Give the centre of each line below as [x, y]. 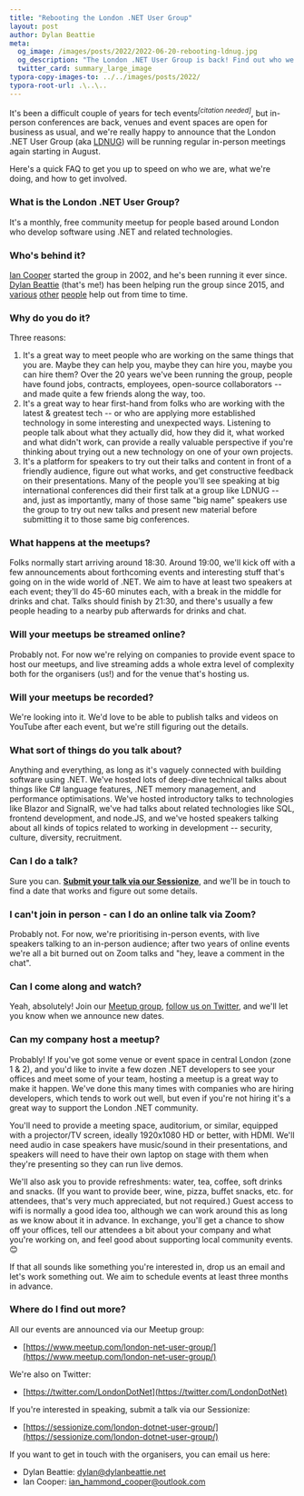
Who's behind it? [48, 255]
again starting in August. [55, 152]
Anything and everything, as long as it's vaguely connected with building [145, 770]
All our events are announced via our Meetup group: [107, 1329]
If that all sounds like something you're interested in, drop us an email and [147, 1267]
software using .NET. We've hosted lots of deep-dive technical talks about [148, 780]
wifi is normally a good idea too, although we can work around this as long [148, 1211]
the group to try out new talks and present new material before [140, 510]
